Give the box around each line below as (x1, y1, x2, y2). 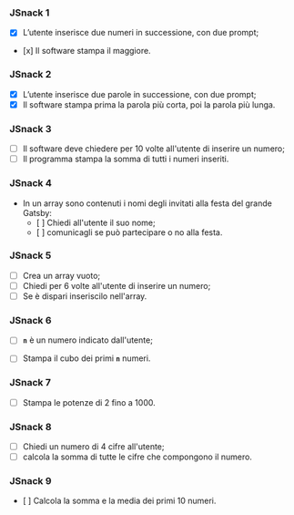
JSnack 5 (9, 249, 52, 262)
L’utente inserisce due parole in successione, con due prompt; (22, 88, 257, 99)
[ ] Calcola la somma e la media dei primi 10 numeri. (22, 495, 217, 507)
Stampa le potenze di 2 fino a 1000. (22, 397, 157, 407)
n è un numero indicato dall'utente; (22, 335, 153, 345)
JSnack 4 (9, 177, 53, 190)
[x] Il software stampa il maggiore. (22, 46, 152, 57)
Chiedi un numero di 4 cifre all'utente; (22, 441, 165, 452)
